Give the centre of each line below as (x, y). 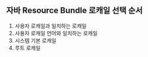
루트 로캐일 (28, 48)
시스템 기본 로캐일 (35, 41)
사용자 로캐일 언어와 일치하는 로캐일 (56, 33)
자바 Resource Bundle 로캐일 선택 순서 (74, 11)
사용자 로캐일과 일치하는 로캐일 (51, 26)
